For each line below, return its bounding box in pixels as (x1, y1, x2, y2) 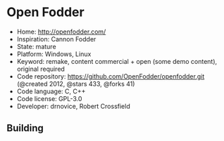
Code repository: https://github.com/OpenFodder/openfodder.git (16, 72, 205, 81)
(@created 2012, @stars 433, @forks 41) (16, 79, 135, 88)
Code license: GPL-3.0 (16, 94, 82, 102)
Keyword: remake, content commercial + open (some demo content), (16, 57, 218, 65)
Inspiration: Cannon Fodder (16, 34, 97, 43)
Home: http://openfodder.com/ (16, 27, 106, 36)
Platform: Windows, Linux (16, 50, 92, 58)
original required (16, 65, 65, 73)
